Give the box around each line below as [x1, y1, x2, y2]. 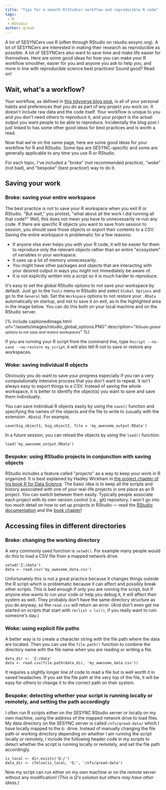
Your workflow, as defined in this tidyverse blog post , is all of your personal [5, 98, 159, 104]
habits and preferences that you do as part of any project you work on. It [5, 104, 154, 109]
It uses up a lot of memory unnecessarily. [12, 257, 97, 263]
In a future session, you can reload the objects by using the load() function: [5, 432, 160, 438]
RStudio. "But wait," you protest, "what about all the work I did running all [5, 211, 155, 216]
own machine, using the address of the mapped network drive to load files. [5, 715, 159, 721]
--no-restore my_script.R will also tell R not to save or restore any [16, 344, 152, 350]
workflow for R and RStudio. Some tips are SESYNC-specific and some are [5, 145, 158, 151]
